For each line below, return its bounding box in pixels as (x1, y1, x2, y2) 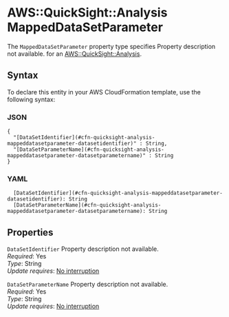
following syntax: (7, 95, 56, 103)
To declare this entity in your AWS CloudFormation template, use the (7, 88, 201, 96)
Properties (7, 226, 54, 238)
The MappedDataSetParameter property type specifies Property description (7, 42, 216, 50)
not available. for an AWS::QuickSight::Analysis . (7, 50, 142, 58)
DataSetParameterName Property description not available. (7, 280, 168, 289)
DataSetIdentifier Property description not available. (7, 245, 160, 253)
